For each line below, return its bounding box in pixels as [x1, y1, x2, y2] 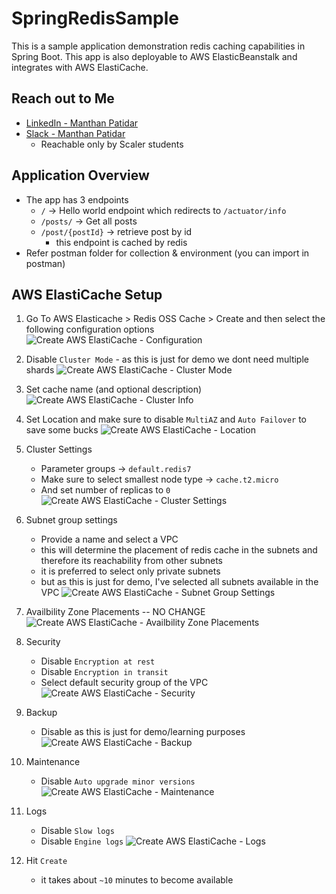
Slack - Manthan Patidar [25, 127, 126, 139]
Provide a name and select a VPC [40, 533, 179, 546]
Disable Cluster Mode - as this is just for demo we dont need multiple [25, 353, 309, 366]
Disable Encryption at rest [40, 655, 156, 667]
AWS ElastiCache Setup [11, 286, 163, 303]
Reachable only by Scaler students [40, 138, 184, 150]
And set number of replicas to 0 [40, 484, 171, 496]
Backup [25, 707, 58, 719]
